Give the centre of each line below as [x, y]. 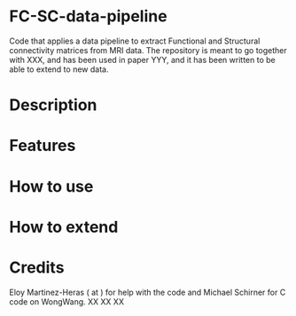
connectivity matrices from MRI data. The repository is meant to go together [148, 50]
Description [53, 105]
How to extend [64, 227]
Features [43, 146]
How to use [51, 186]
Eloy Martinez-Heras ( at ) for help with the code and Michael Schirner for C [148, 292]
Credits [37, 267]
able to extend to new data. [59, 69]
